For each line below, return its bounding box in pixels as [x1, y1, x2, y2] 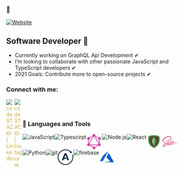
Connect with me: [6, 85, 59, 94]
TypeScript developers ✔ [14, 65, 76, 72]
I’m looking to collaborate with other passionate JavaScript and [14, 58, 169, 65]
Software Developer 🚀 [6, 36, 89, 46]
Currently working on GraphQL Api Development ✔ [14, 52, 139, 59]
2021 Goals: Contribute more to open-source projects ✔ [14, 71, 152, 78]
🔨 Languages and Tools [23, 120, 91, 128]
